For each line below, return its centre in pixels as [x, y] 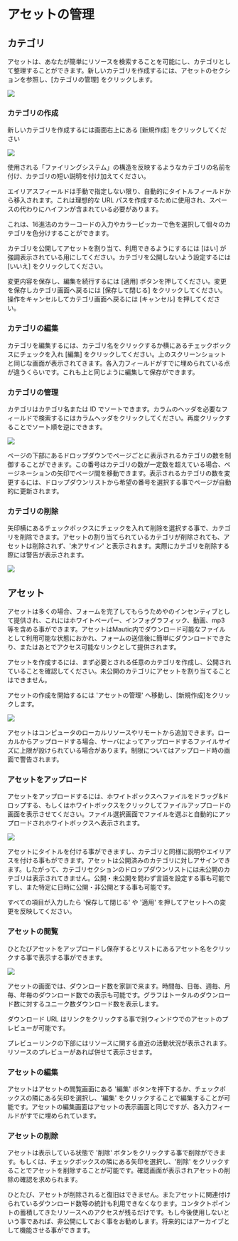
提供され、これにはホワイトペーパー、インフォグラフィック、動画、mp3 [119, 620]
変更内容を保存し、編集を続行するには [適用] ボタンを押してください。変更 [117, 282]
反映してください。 [48, 911]
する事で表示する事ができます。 [60, 957]
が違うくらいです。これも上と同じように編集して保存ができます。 [103, 372]
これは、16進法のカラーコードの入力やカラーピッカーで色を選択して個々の [116, 225]
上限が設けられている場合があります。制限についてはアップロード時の [122, 750]
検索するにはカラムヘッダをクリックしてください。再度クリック [131, 418]
